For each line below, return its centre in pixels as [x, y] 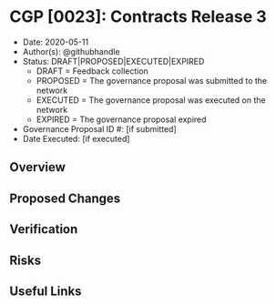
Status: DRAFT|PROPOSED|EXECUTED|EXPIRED [113, 61]
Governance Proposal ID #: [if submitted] [100, 128]
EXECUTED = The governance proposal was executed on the [151, 100]
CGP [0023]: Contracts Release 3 [138, 17]
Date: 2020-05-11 [56, 42]
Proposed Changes [65, 198]
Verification [44, 229]
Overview [38, 167]
